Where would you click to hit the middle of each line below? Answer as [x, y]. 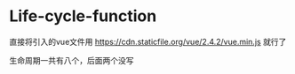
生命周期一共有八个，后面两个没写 [72, 60]
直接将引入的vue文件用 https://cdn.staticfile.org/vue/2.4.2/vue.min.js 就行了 [148, 41]
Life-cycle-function [83, 16]
